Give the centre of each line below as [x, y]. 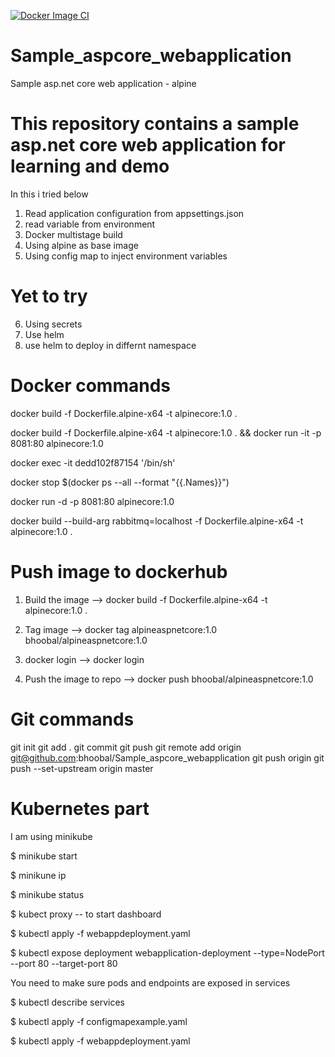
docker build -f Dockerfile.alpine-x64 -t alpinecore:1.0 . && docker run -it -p [166, 432]
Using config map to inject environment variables [126, 256]
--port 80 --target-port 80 [64, 963]
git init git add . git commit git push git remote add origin [126, 747]
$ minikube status [47, 894]
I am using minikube [51, 836]
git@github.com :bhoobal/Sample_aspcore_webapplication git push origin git [167, 757]
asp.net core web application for [148, 145]
